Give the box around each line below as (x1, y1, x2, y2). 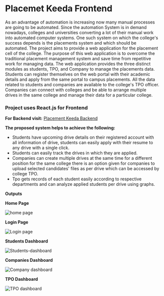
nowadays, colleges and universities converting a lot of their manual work (5, 29, 154, 35)
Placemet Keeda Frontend (5, 3, 113, 14)
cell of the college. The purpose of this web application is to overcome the (5, 50, 155, 56)
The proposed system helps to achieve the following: (5, 125, 116, 131)
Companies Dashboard (5, 257, 53, 263)
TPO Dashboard (5, 276, 38, 282)
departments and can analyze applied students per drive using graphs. (12, 181, 155, 187)
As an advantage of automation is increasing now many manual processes (5, 19, 155, 25)
